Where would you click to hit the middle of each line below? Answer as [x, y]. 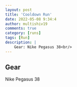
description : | [21, 42]
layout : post [19, 10]
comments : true [21, 28]
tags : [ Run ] [17, 38]
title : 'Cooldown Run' [29, 14]
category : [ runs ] [23, 33]
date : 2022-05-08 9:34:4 [31, 19]
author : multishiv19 [27, 24]
